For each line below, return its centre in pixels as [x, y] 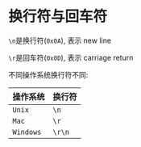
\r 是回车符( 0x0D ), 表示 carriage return [71, 57]
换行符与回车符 [58, 17]
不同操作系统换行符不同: [48, 74]
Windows [27, 132]
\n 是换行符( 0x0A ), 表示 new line [60, 40]
